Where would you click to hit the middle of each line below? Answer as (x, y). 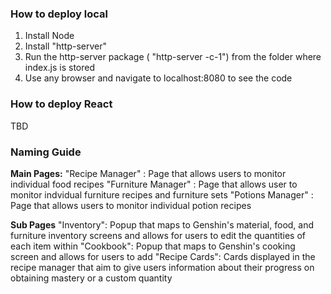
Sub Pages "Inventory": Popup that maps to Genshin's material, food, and (162, 224)
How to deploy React (61, 104)
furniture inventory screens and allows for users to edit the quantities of (158, 235)
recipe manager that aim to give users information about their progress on (162, 267)
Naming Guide (46, 152)
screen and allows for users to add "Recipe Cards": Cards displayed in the (163, 256)
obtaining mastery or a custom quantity (91, 278)
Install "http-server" (66, 46)
